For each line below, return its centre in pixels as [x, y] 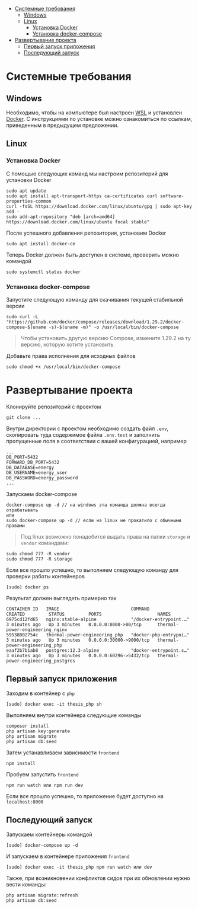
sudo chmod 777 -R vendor [38, 553]
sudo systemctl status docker [44, 272]
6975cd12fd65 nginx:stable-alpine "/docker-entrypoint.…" [98, 619]
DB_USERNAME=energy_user [37, 473]
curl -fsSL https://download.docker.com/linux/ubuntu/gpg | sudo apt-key [99, 206]
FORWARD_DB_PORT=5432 [33, 462]
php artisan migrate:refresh [42, 895]
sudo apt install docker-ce [41, 244]
